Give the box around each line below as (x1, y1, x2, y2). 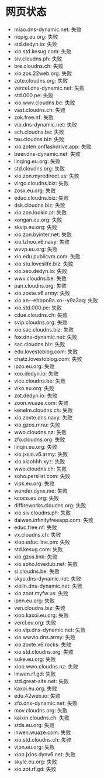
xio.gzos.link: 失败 (13, 553, 58, 560)
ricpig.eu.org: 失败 (13, 33, 58, 40)
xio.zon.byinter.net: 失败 (13, 231, 72, 238)
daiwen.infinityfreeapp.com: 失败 (13, 516, 94, 523)
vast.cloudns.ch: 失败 (13, 106, 66, 113)
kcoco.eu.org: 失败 (13, 494, 60, 501)
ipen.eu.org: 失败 (13, 597, 55, 604)
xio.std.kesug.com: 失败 (13, 47, 72, 54)
